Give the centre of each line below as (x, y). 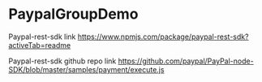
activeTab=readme (40, 45)
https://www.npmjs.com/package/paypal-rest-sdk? (163, 37)
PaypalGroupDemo (73, 14)
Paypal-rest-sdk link (42, 37)
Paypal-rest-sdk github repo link (62, 61)
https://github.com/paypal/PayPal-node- (186, 61)
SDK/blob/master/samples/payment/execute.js (86, 69)
